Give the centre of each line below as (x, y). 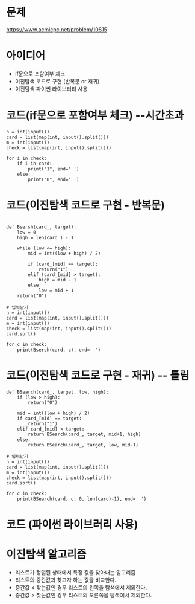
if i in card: (35, 164)
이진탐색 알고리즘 (46, 555)
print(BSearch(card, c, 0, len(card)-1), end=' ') (82, 499)
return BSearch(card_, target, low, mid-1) (83, 445)
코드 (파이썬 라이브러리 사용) (72, 525)
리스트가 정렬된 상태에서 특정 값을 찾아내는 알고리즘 (75, 572)
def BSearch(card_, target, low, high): (58, 392)
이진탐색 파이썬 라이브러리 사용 (51, 89)
